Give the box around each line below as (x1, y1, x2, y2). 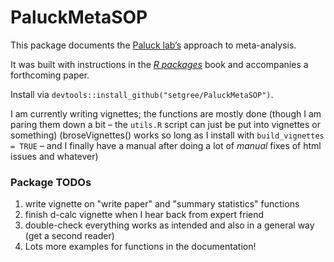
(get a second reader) (24, 230, 115, 242)
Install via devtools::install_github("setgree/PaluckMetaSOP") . (10, 88, 274, 100)
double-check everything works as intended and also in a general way (24, 219, 315, 231)
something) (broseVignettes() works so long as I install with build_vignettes (10, 129, 325, 141)
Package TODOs (10, 175, 92, 189)
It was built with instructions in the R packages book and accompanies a (10, 58, 309, 70)
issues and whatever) (10, 150, 99, 162)
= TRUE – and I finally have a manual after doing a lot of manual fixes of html (10, 139, 322, 151)
